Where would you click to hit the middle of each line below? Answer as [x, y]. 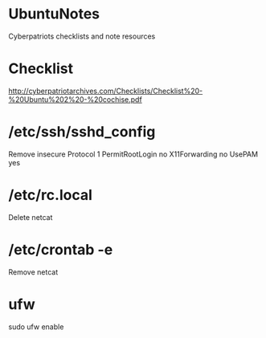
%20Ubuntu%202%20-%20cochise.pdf [75, 99]
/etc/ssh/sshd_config [82, 132]
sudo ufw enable [36, 327]
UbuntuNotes [54, 14]
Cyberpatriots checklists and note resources [82, 36]
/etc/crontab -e [61, 249]
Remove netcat [33, 272]
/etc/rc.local [50, 195]
